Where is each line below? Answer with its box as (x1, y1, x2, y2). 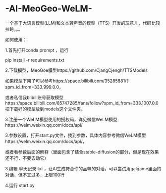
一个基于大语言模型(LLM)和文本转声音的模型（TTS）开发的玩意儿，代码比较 (5, 20, 160, 26)
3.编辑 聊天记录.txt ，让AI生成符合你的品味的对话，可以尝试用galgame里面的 (5, 165, 162, 171)
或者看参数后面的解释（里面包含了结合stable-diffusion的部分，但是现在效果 (5, 149, 159, 155)
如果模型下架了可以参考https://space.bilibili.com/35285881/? (5, 78, 129, 84)
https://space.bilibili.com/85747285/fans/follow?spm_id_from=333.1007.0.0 (5, 100, 159, 106)
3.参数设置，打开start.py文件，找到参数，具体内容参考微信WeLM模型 (5, 132, 146, 138)
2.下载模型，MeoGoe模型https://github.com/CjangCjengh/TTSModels (5, 67, 148, 73)
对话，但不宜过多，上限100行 (5, 172, 65, 178)
